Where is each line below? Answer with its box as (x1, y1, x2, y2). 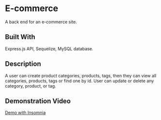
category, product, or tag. (5, 83, 57, 89)
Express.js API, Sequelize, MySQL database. (5, 45, 93, 51)
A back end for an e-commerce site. (5, 19, 77, 25)
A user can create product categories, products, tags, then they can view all (5, 73, 157, 78)
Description (5, 60, 41, 68)
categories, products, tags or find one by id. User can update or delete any (5, 78, 154, 84)
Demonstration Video (5, 97, 71, 105)
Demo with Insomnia (5, 110, 46, 116)
